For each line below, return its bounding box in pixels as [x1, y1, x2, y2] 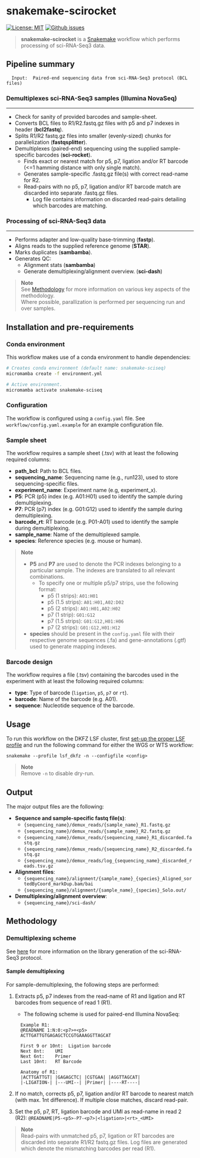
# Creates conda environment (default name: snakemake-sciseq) [6, 365, 167, 371]
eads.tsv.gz [23, 863, 54, 870]
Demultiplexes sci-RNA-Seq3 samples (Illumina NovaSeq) [6, 94, 177, 102]
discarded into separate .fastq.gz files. [23, 189, 118, 196]
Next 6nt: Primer [20, 1053, 71, 1059]
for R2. [23, 177, 40, 184]
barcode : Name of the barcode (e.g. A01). [14, 696, 118, 703]
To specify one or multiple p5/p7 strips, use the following [38, 579, 179, 586]
